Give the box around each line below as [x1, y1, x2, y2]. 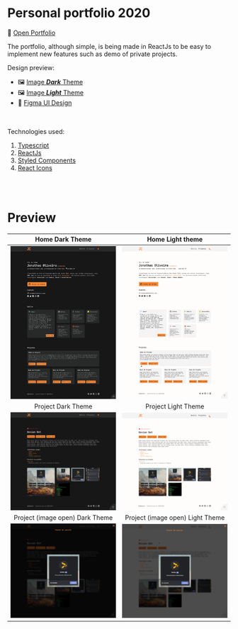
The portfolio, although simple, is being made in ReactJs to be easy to [7, 42, 211, 50]
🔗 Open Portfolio [7, 28, 56, 37]
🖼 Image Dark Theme [17, 77, 84, 86]
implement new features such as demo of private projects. [7, 50, 178, 58]
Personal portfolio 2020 [7, 5, 151, 21]
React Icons [17, 163, 53, 172]
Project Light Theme [144, 402, 205, 411]
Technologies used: [7, 127, 65, 135]
